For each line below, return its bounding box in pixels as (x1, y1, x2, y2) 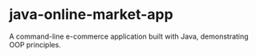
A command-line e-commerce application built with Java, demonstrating (9, 32, 249, 41)
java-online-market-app (9, 6, 173, 24)
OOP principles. (9, 39, 61, 49)
